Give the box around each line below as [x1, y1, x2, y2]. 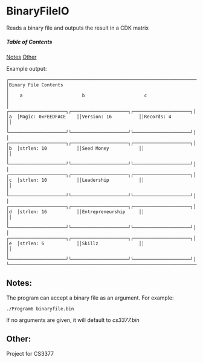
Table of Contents [6, 38, 53, 45]
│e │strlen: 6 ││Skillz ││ [6, 240, 145, 246]
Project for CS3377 [6, 350, 54, 357]
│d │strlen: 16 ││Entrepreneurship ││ [6, 208, 145, 215]
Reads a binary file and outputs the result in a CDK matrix [6, 24, 149, 31]
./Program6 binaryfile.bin [6, 306, 74, 312]
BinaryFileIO [6, 4, 69, 18]
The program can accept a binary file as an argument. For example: [6, 294, 174, 301]
